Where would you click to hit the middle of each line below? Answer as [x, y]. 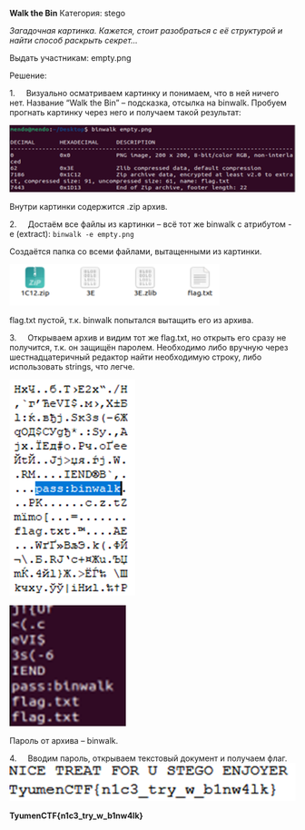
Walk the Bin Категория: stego [67, 13]
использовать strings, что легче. [72, 366]
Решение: [28, 75]
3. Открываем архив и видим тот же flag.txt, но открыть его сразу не [148, 337]
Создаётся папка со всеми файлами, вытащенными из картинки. [136, 251]
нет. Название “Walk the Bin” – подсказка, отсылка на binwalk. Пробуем [148, 103]
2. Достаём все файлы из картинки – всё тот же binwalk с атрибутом [148, 224]
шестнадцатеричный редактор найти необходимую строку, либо [136, 357]
